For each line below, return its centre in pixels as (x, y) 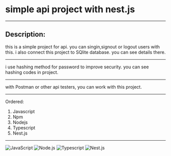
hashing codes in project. (32, 72)
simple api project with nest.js (70, 9)
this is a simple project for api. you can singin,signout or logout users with (83, 46)
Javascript (24, 111)
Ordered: (15, 101)
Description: (25, 34)
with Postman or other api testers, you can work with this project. (74, 87)
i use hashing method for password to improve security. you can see (77, 67)
